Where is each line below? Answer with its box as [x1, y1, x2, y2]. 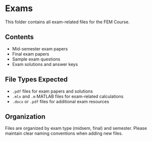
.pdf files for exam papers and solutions [12, 88, 93, 94]
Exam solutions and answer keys [12, 61, 78, 67]
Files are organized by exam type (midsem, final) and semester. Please [5, 125, 147, 131]
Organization [5, 112, 45, 121]
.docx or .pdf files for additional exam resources [12, 98, 110, 104]
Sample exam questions [12, 56, 60, 62]
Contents [5, 33, 34, 41]
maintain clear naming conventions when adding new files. [5, 130, 123, 136]
